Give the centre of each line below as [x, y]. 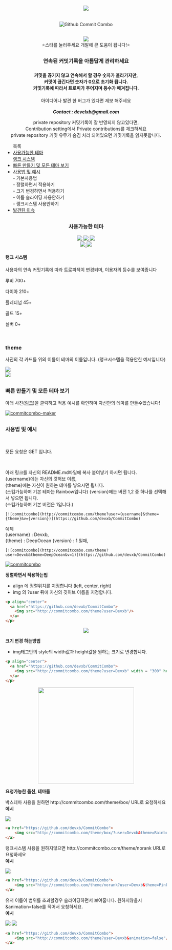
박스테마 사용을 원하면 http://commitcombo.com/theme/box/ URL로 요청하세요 [86, 802]
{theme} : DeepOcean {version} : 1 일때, [47, 541]
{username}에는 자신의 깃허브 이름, [41, 479]
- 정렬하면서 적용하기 [34, 184]
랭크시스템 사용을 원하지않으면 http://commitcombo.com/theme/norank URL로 [85, 848]
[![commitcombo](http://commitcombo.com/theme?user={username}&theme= [82, 514]
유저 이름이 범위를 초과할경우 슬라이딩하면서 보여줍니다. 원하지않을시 [74, 900]
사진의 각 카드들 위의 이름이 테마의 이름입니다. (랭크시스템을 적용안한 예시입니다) [85, 359]
